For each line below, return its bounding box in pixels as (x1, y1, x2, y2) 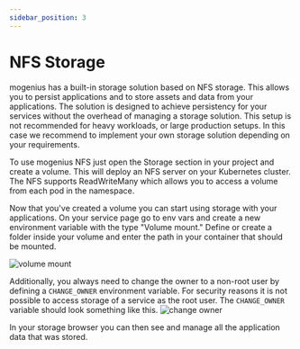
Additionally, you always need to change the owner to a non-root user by (9, 275, 280, 286)
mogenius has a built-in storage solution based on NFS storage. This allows (9, 82, 290, 93)
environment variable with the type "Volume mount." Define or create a (9, 221, 273, 232)
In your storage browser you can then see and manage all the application (9, 321, 281, 333)
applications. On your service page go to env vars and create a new (9, 212, 261, 223)
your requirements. (9, 139, 80, 149)
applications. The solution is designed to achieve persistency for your (9, 101, 268, 112)
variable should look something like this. (9, 304, 159, 315)
